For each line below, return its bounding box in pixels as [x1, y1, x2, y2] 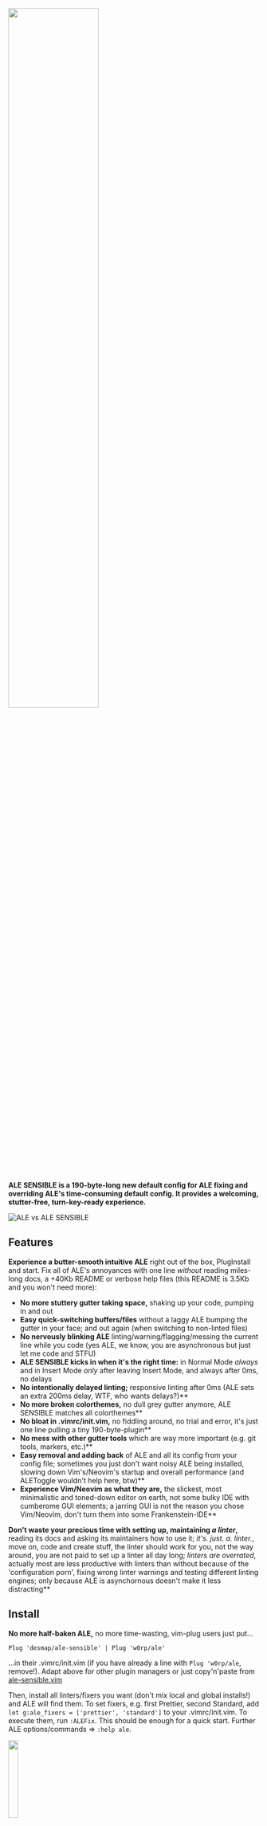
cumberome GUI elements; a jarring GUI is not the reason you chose [19, 1501, 245, 1510]
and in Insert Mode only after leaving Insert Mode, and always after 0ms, [19, 1365, 259, 1375]
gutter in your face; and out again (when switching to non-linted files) [19, 1323, 249, 1333]
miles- [230, 1265, 251, 1274]
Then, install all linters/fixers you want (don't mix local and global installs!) [8, 1690, 251, 1700]
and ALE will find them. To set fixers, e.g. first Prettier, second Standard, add [8, 1698, 260, 1708]
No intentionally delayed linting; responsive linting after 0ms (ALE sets [19, 1382, 255, 1392]
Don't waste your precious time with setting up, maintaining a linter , [8, 1525, 238, 1534]
